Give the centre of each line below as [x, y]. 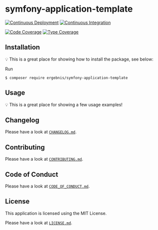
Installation [23, 47]
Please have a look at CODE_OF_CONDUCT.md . [47, 186]
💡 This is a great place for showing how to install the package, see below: [79, 59]
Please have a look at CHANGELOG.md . [41, 132]
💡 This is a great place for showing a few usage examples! [64, 105]
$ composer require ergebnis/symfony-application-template [67, 78]
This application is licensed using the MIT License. [56, 213]
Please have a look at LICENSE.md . [39, 223]
